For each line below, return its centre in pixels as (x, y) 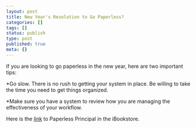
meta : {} (17, 50)
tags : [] (17, 28)
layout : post (22, 11)
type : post (19, 39)
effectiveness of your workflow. (44, 107)
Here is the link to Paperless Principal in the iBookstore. (73, 119)
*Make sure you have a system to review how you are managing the (88, 101)
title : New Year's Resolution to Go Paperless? (65, 17)
